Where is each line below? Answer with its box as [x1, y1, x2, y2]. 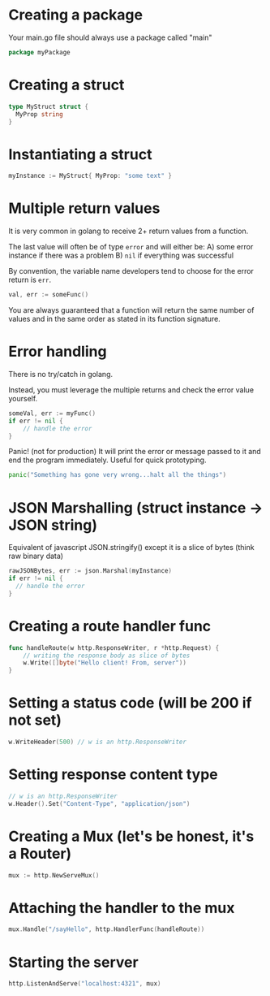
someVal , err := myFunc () [8, 409, 96, 418]
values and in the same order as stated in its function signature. [8, 314, 221, 323]
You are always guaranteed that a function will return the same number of [8, 305, 255, 314]
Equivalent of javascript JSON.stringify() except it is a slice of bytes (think [8, 543, 255, 552]
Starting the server [8, 953, 139, 972]
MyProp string [15, 110, 63, 119]
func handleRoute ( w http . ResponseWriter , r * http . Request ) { [8, 643, 220, 652]
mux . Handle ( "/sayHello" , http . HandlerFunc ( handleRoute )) [8, 925, 205, 933]
